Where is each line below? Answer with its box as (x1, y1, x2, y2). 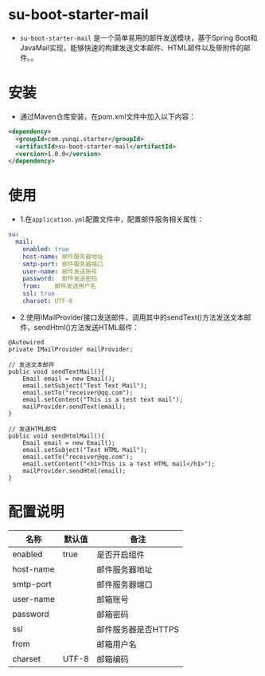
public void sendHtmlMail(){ (8, 432, 105, 440)
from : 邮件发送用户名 (22, 282, 97, 290)
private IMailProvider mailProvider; (8, 345, 134, 353)
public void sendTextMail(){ (8, 367, 105, 375)
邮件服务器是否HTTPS (96, 623, 179, 635)
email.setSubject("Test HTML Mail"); (22, 446, 148, 454)
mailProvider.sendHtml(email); (22, 466, 127, 475)
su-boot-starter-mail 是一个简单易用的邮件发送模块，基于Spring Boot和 (19, 33, 258, 42)
